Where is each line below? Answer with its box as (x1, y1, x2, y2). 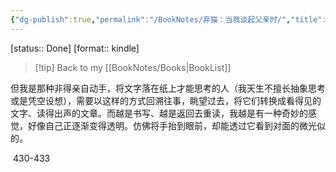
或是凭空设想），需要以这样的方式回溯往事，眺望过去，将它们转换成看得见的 (10, 94, 322, 106)
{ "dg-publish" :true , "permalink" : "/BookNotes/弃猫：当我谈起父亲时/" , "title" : (10, 14, 327, 25)
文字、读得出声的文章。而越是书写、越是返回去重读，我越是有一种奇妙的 (10, 107, 308, 119)
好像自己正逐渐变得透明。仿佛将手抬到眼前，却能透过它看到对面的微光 (27, 119, 317, 131)
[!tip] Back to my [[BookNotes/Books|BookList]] (34, 61, 232, 73)
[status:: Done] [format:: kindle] (10, 42, 140, 54)
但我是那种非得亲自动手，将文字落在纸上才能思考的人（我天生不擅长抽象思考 (10, 82, 326, 94)
